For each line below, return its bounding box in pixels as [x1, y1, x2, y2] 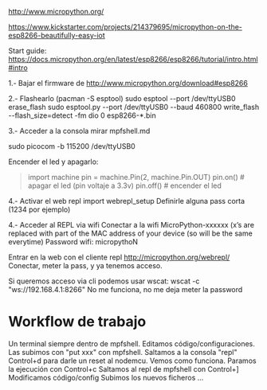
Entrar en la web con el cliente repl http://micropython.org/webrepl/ [8, 252, 230, 262]
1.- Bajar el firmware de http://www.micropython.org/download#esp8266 [8, 79, 249, 88]
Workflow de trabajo [8, 313, 147, 331]
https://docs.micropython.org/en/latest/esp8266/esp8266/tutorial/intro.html [8, 55, 258, 64]
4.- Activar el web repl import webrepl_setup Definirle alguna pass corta [8, 197, 245, 205]
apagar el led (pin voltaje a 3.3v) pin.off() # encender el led [27, 181, 222, 190]
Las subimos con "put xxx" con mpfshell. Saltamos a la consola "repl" [8, 347, 238, 357]
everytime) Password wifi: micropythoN [8, 237, 138, 246]
